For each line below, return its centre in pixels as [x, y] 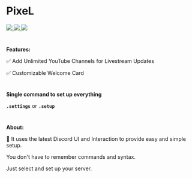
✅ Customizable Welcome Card [45, 73]
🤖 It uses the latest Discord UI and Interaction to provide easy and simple [96, 138]
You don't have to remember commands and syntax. [71, 156]
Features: [19, 50]
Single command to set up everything [54, 95]
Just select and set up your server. [49, 168]
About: [15, 127]
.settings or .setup [31, 106]
